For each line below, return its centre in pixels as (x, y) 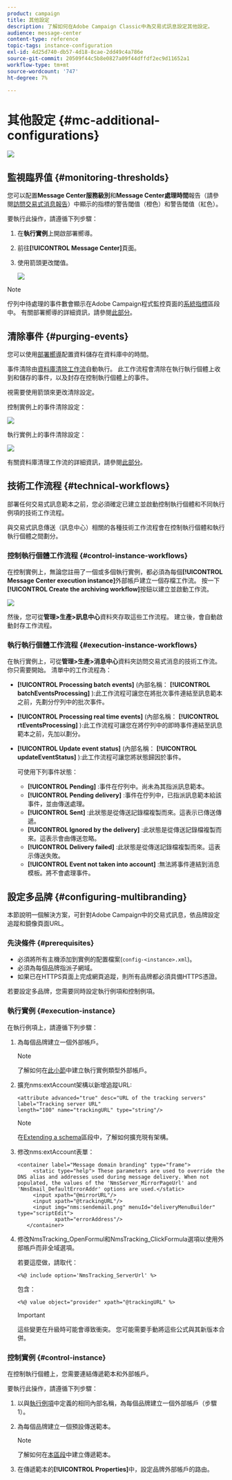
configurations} (54, 135)
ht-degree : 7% (28, 78)
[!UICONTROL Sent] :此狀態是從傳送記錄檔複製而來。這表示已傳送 (122, 813)
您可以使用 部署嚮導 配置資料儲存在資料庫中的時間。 (80, 354)
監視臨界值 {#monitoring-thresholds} (88, 177)
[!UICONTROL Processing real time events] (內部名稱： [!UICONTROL (118, 717)
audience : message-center (44, 33)
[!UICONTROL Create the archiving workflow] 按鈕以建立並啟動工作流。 (110, 589)
